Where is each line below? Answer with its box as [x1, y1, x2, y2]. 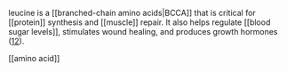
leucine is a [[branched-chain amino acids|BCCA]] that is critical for [8, 8, 257, 18]
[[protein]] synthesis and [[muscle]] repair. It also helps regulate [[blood [8, 17, 271, 28]
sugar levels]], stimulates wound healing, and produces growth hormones [8, 27, 278, 36]
